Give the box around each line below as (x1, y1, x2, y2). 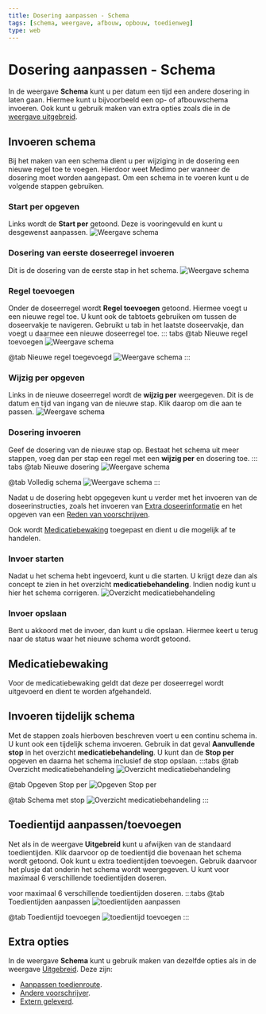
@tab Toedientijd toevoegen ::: (8, 912, 190, 921)
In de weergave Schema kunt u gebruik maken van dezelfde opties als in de (8, 956, 256, 966)
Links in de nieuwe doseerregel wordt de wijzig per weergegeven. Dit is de (8, 390, 254, 400)
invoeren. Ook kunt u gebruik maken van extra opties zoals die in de (8, 104, 231, 113)
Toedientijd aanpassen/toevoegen (8, 818, 182, 832)
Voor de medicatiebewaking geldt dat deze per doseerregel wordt (8, 678, 224, 688)
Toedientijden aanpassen (8, 897, 91, 906)
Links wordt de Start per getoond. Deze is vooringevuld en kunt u (8, 219, 223, 229)
